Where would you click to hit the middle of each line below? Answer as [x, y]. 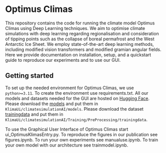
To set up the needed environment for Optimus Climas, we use [69, 88]
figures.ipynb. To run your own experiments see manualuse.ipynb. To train [82, 140]
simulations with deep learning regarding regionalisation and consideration [82, 33]
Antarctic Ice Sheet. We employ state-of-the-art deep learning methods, [79, 44]
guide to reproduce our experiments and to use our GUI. [63, 60]
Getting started [29, 76]
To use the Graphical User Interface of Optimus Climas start [67, 129]
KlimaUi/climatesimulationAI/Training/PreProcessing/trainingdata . [76, 119]
